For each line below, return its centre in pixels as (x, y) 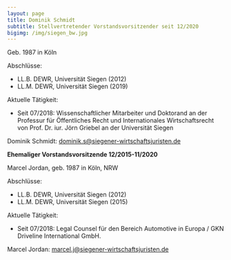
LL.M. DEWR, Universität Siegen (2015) (72, 202)
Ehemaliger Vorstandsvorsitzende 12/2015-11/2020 (83, 154)
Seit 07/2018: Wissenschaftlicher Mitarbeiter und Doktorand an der (112, 113)
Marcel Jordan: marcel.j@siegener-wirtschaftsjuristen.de (88, 250)
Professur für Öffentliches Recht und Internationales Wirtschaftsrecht (115, 121)
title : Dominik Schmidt (41, 20)
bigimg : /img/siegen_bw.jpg (48, 33)
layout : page (26, 13)
